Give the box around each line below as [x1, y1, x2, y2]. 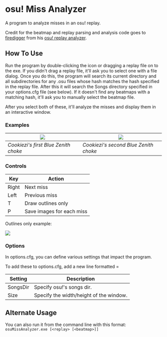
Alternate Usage [5, 309, 57, 317]
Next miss [24, 184, 48, 191]
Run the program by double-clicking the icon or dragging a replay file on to [5, 62, 159, 68]
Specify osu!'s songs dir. [34, 283, 92, 290]
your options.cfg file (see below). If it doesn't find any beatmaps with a [5, 88, 150, 95]
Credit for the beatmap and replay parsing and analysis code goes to [5, 29, 146, 35]
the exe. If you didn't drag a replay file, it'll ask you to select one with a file [5, 68, 158, 74]
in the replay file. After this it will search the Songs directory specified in [5, 84, 153, 89]
